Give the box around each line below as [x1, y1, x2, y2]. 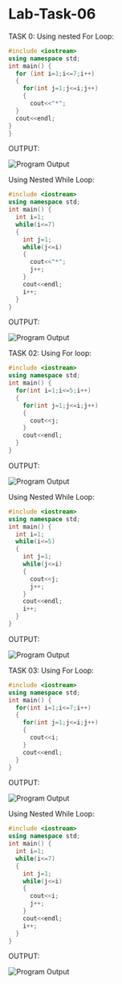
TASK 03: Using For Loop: [8, 665, 94, 675]
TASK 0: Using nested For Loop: [8, 31, 115, 41]
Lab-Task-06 [8, 5, 96, 23]
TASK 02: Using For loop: [8, 348, 92, 358]
